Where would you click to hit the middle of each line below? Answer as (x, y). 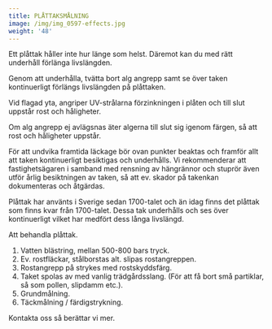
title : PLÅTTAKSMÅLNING (49, 16)
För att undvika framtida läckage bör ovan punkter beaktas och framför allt (134, 152)
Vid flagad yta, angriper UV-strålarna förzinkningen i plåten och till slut (127, 103)
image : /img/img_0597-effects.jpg (67, 24)
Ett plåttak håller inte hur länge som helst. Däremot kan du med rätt (121, 54)
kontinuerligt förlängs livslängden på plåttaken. (87, 87)
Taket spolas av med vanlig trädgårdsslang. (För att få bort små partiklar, (142, 276)
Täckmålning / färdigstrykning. (72, 302)
